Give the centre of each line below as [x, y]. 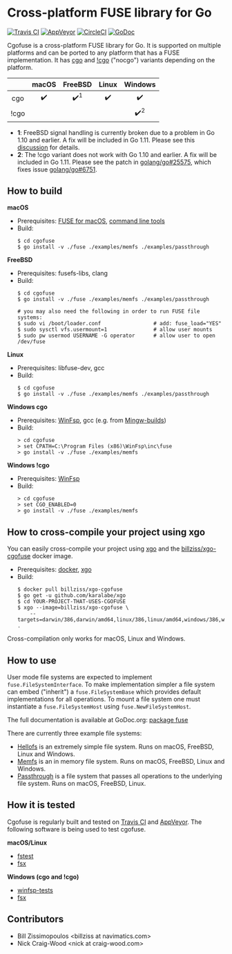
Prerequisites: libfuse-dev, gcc [61, 368]
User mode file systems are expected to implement [80, 677]
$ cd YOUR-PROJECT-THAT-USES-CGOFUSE [71, 602]
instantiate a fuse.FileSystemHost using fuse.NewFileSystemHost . [99, 706]
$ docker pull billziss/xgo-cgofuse [70, 589]
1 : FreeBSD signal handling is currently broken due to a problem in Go [116, 132]
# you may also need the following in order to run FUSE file [108, 312]
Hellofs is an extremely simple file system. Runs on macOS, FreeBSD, [115, 747]
